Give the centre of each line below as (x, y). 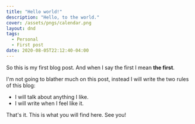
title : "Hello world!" (34, 12)
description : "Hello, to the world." (53, 17)
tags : (13, 34)
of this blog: (21, 85)
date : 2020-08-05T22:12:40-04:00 (48, 51)
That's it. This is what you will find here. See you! (66, 114)
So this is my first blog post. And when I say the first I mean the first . (90, 67)
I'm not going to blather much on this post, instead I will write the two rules (97, 79)
